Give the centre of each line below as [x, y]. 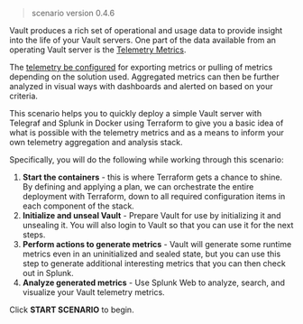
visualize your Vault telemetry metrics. [93, 292]
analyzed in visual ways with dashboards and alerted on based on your [141, 86]
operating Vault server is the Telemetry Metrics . [98, 50]
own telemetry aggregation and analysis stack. [96, 142]
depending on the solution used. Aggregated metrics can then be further [144, 77]
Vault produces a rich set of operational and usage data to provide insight [146, 30]
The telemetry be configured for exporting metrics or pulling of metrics [141, 67]
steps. [34, 235]
